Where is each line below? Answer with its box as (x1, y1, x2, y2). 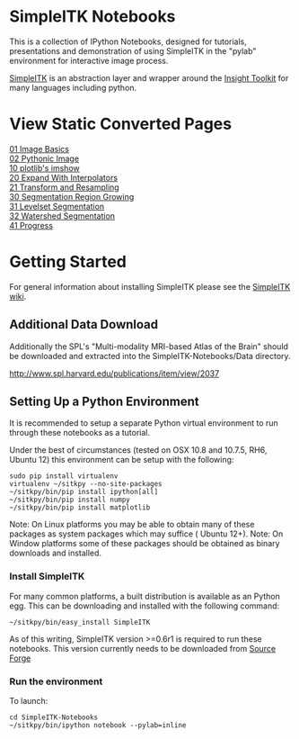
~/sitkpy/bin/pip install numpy (9, 495, 130, 505)
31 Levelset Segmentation (9, 201, 105, 212)
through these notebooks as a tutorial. (9, 428, 151, 438)
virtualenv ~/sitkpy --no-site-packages (9, 480, 163, 489)
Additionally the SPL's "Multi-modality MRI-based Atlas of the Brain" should (9, 340, 289, 352)
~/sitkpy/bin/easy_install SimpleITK (9, 617, 151, 626)
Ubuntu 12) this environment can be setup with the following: (9, 455, 234, 465)
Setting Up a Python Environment (9, 394, 199, 410)
